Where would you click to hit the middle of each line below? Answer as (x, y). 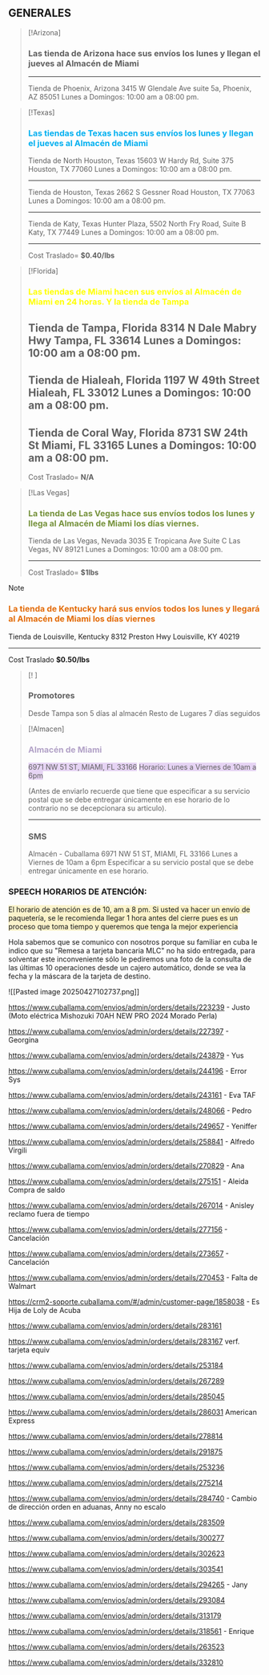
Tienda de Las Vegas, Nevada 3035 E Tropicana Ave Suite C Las (134, 541)
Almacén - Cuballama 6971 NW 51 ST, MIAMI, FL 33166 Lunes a (133, 854)
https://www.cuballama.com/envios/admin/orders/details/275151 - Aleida (128, 1181)
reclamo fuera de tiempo (49, 1214)
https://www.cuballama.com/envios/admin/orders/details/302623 (117, 1553)
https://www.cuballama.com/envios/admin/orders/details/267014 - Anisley (131, 1205)
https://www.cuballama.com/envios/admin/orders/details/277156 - (118, 1229)
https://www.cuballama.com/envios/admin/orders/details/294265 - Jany (128, 1584)
